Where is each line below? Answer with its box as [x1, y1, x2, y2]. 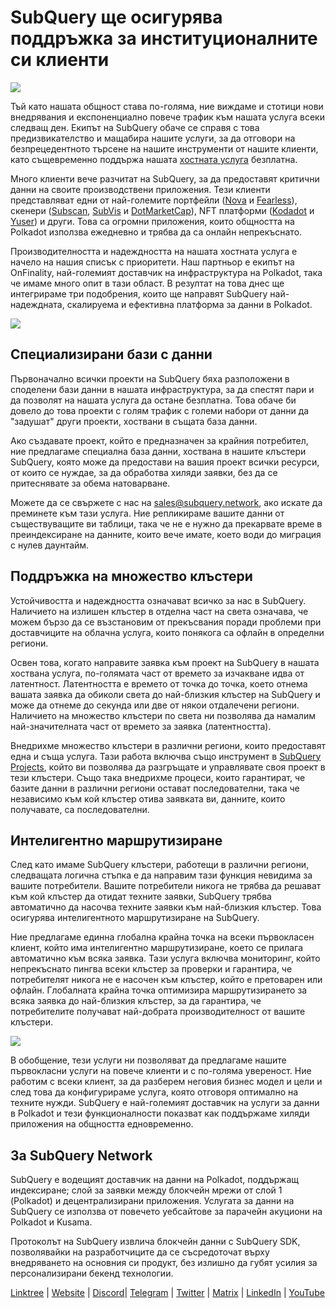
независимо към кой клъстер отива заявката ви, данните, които [10, 792, 286, 805]
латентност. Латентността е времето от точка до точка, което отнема [10, 677, 308, 690]
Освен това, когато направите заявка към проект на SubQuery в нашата [10, 656, 320, 668]
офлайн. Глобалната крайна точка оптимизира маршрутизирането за [10, 984, 308, 996]
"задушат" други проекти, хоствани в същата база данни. [10, 415, 258, 427]
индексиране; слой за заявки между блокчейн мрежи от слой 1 [10, 1184, 283, 1196]
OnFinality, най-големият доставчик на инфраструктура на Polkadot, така [10, 266, 323, 278]
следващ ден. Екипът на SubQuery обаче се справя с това [10, 121, 260, 133]
